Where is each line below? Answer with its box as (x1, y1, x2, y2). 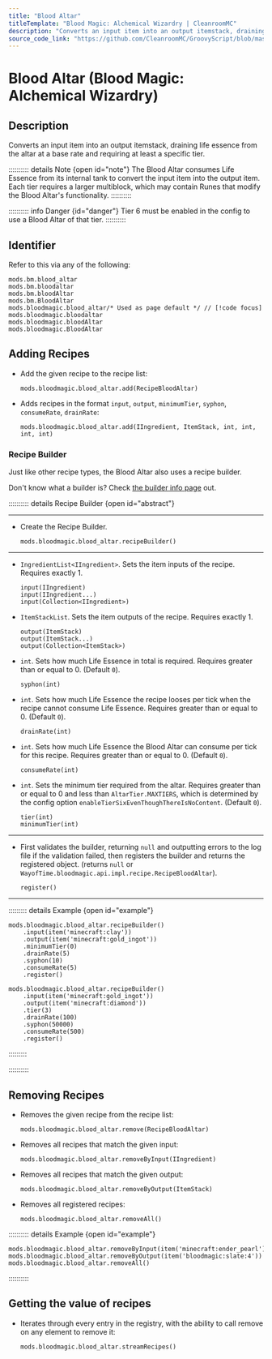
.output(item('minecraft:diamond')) (23, 999, 147, 1008)
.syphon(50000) (23, 1021, 74, 1029)
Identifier (8, 238, 57, 252)
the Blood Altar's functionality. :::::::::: (8, 191, 132, 200)
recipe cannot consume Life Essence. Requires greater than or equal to (19, 703, 258, 714)
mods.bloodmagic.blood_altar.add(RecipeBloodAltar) (19, 384, 198, 392)
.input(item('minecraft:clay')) (23, 928, 132, 937)
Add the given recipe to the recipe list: (19, 368, 148, 378)
